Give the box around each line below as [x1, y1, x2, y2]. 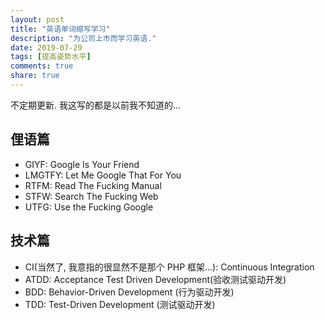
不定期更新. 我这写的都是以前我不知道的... [10, 99, 182, 111]
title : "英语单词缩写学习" [10, 24, 111, 34]
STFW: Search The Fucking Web [24, 190, 159, 202]
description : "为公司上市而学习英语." [10, 33, 157, 43]
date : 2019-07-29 [10, 42, 83, 53]
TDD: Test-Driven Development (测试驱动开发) [24, 298, 216, 310]
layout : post [10, 14, 65, 25]
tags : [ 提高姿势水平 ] [10, 52, 92, 62]
